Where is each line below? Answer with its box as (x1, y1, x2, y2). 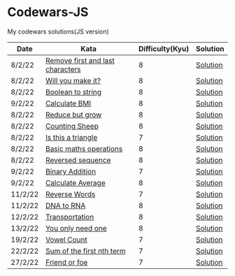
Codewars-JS (7, 4, 89, 20)
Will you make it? (45, 75, 101, 85)
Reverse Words (45, 189, 96, 199)
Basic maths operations (45, 144, 123, 154)
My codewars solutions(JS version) (7, 27, 110, 36)
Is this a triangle (45, 132, 98, 142)
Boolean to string (45, 87, 102, 96)
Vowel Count (45, 235, 87, 245)
